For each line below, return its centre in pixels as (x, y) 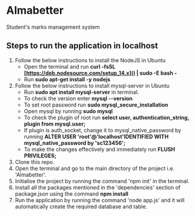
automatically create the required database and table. (81, 206)
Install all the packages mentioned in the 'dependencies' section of (98, 187)
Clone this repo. (34, 162)
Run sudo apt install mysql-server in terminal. (81, 92)
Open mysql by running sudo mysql (68, 111)
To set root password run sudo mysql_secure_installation (96, 105)
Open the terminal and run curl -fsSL (70, 66)
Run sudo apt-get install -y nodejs (67, 79)
